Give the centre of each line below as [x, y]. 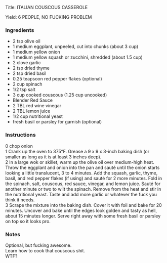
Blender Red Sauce [33, 100]
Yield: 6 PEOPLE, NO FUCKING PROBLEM [49, 17]
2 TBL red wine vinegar [37, 106]
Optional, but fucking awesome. [38, 245]
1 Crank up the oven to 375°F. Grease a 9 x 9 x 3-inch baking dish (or [77, 151]
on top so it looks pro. [28, 221]
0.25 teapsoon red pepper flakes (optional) [57, 79]
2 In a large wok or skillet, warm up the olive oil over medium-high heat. [80, 162]
